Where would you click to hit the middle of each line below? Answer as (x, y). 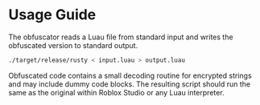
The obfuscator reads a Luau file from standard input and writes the (121, 37)
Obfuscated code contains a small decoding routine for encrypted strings (130, 75)
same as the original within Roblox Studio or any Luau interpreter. (116, 92)
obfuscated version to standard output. (73, 45)
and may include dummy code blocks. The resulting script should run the (130, 84)
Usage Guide (52, 15)
